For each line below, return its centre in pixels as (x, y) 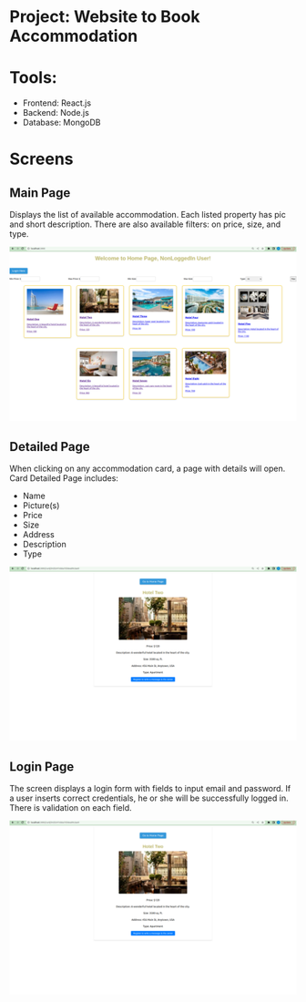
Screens (41, 159)
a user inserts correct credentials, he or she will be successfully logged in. (149, 798)
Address (38, 535)
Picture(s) (41, 506)
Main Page (40, 193)
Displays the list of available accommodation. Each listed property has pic (148, 215)
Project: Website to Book (105, 17)
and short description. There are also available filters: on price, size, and (145, 224)
